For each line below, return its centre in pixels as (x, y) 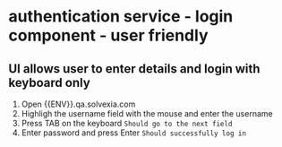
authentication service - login (121, 17)
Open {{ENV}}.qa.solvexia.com (78, 104)
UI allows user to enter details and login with (134, 69)
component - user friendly (108, 35)
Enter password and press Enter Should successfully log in (134, 133)
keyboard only (49, 82)
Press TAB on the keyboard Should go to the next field (127, 123)
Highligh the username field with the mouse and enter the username (147, 113)
